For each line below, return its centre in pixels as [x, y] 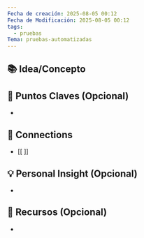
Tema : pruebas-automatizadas [50, 40]
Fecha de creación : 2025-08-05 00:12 [62, 14]
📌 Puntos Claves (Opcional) [68, 96]
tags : [15, 27]
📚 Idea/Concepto [46, 69]
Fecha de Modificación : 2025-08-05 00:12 [69, 20]
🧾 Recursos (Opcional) [57, 213]
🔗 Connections [40, 134]
